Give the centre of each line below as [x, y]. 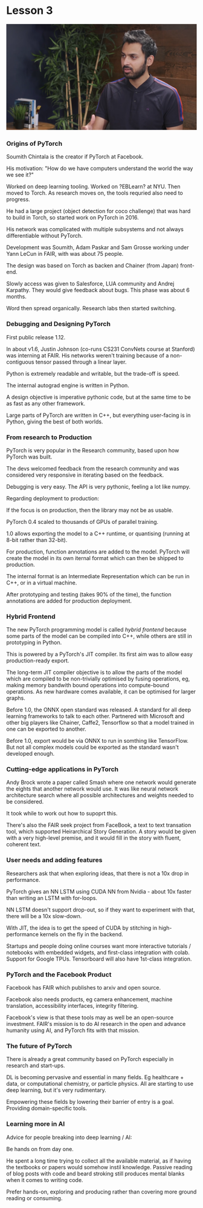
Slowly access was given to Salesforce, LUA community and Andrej [90, 284]
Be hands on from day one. [40, 1149]
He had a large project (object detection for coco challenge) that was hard [98, 211]
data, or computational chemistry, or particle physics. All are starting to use [100, 1084]
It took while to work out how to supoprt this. [62, 814]
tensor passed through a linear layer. [81, 362]
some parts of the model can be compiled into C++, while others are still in [99, 636]
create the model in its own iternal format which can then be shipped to [95, 558]
